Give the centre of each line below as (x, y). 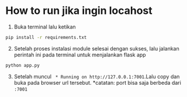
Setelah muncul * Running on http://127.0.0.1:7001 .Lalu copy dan (97, 76)
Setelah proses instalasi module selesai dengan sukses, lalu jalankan (96, 48)
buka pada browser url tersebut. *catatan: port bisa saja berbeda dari (98, 82)
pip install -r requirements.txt (46, 37)
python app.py (23, 65)
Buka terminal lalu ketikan (45, 27)
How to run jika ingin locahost (79, 11)
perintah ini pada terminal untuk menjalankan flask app (80, 55)
